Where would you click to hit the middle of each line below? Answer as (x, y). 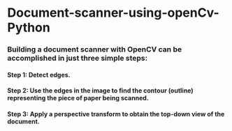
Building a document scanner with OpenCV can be (95, 49)
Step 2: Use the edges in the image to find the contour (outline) (100, 91)
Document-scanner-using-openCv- (114, 13)
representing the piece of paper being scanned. (78, 98)
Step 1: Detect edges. (39, 75)
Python (29, 28)
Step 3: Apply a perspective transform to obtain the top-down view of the (116, 114)
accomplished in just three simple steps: (78, 59)
